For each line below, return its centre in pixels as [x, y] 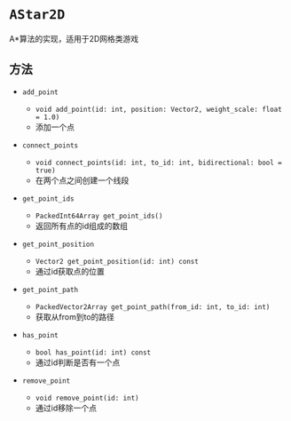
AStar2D [37, 15]
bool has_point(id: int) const [93, 353]
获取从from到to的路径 [75, 316]
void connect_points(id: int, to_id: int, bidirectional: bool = [158, 163]
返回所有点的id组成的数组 [82, 226]
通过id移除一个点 [66, 408]
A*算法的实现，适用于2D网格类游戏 [74, 38]
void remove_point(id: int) [87, 398]
